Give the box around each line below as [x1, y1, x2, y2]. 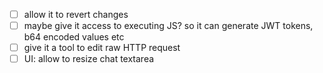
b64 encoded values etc [23, 31, 125, 43]
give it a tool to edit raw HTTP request [23, 42, 181, 54]
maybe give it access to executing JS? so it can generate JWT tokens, [23, 20, 314, 32]
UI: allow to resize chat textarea [23, 53, 155, 65]
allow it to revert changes [23, 9, 129, 20]
